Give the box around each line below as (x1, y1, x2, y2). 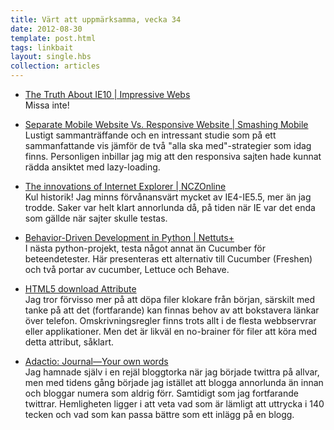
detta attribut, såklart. (24, 336, 115, 348)
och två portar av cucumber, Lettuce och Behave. (24, 264, 230, 275)
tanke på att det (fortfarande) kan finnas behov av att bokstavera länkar (24, 304, 320, 316)
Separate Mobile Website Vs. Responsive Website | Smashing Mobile (24, 119, 309, 130)
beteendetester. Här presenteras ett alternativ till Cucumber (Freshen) (24, 253, 313, 265)
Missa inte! (24, 99, 70, 111)
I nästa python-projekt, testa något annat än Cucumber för (24, 242, 266, 254)
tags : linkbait (10, 42, 74, 53)
